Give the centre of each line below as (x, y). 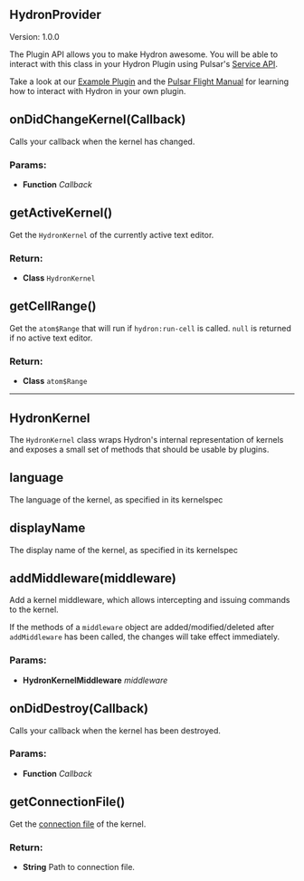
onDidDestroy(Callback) (79, 709)
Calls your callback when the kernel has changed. (102, 141)
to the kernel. (34, 609)
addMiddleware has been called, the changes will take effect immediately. (145, 637)
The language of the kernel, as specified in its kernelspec (116, 499)
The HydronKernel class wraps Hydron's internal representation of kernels (147, 439)
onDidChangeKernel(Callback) (98, 120)
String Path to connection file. (79, 867)
